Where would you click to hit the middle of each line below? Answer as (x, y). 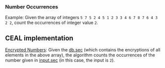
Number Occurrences (32, 7)
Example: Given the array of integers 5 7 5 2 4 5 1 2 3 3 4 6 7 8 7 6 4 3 (81, 18)
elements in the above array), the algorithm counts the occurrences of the (80, 55)
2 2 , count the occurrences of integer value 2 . (52, 23)
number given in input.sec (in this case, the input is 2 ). (60, 60)
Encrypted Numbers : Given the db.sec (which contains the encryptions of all (83, 50)
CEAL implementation (39, 38)
